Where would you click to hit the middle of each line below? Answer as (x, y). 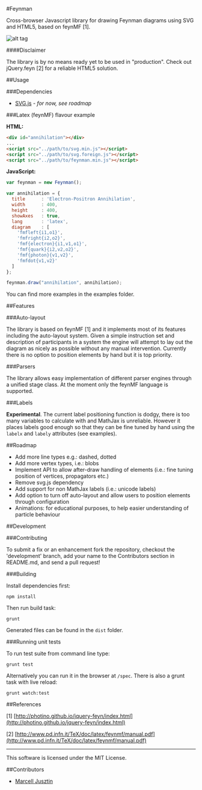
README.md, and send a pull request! (53, 562)
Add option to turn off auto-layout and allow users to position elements (103, 495)
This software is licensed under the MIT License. (66, 758)
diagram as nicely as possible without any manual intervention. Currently (96, 348)
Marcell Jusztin (34, 781)
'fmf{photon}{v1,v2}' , (45, 255)
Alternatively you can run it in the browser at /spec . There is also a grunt (96, 676)
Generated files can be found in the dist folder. (65, 630)
